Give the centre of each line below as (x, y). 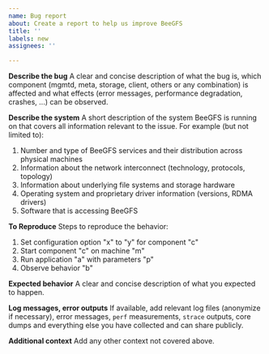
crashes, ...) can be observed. (58, 102)
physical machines (51, 160)
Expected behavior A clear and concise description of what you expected (132, 284)
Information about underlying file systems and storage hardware (127, 185)
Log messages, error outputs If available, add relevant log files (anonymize (134, 308)
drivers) (33, 203)
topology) (36, 177)
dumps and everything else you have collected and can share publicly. (126, 326)
